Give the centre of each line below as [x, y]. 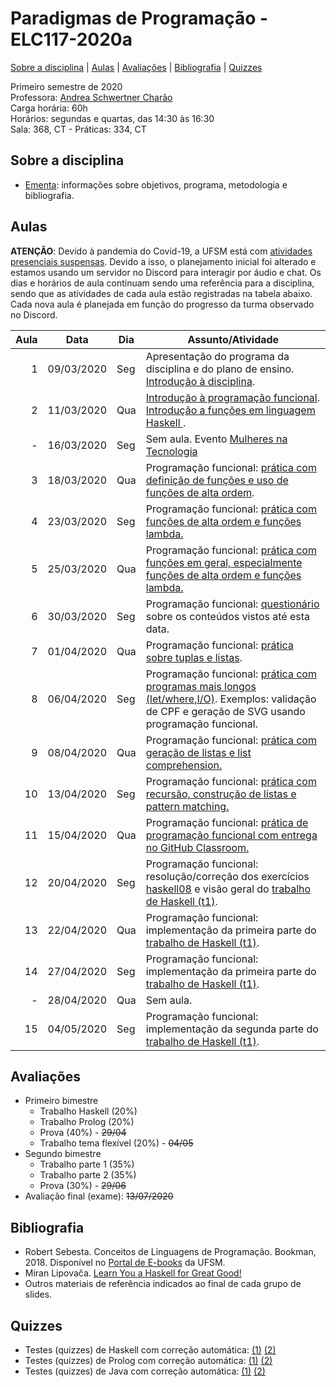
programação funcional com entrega [231, 835]
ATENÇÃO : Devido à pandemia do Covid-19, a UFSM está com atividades [161, 251]
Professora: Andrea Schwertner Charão [91, 97]
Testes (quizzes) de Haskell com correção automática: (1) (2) [150, 1350]
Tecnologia [171, 451]
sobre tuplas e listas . [194, 657]
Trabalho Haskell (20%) [88, 1111]
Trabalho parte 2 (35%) [88, 1175]
